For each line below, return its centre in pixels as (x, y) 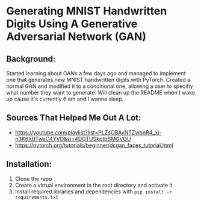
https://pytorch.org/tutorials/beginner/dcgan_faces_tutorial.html (94, 145)
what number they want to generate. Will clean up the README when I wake (101, 92)
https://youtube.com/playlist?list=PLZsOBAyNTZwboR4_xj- (88, 132)
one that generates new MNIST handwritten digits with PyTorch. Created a (98, 80)
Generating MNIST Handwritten (87, 11)
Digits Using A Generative (72, 24)
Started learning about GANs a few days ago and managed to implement (96, 73)
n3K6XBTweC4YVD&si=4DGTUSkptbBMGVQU (73, 139)
